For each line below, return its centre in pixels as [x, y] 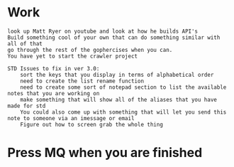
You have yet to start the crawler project [73, 56]
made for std [27, 106]
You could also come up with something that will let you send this [123, 112]
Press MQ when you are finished [105, 153]
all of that [25, 43]
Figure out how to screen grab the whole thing [91, 124]
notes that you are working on [54, 93]
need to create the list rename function [82, 81]
